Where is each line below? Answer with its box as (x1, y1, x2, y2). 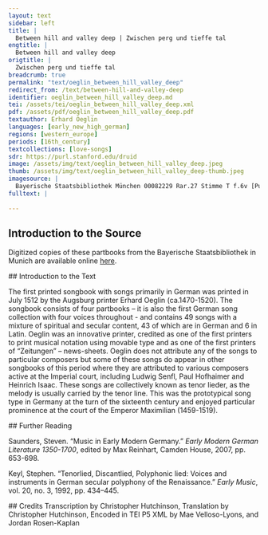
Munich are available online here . (8, 256, 117, 266)
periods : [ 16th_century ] (8, 137, 91, 146)
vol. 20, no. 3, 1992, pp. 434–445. (8, 486, 120, 495)
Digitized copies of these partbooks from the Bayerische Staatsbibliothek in (8, 248, 257, 258)
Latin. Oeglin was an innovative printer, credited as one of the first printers (8, 329, 253, 339)
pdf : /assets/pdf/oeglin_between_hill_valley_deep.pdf (8, 108, 195, 116)
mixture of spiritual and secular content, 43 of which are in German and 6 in (8, 321, 258, 331)
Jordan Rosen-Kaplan (8, 518, 80, 528)
